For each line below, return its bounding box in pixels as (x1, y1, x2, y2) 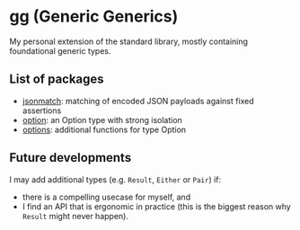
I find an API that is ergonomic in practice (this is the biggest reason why (22, 200, 292, 212)
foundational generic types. (9, 45, 111, 56)
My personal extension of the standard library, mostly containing (9, 36, 249, 47)
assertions (22, 105, 62, 116)
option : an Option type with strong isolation (22, 114, 182, 125)
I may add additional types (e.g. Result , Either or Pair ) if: (9, 173, 222, 185)
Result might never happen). (22, 210, 128, 221)
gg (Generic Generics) (9, 6, 179, 27)
